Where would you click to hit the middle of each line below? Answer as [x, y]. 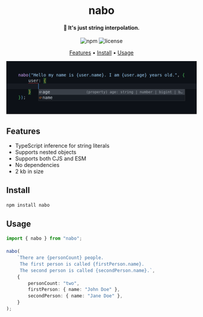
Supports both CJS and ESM [50, 158]
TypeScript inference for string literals [62, 145]
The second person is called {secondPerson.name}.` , [87, 270]
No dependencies [37, 165]
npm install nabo [28, 205]
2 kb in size [29, 171]
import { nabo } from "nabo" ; [44, 239]
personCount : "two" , [54, 283]
